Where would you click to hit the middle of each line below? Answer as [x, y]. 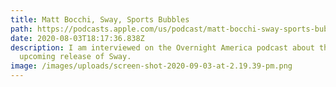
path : [21, 29]
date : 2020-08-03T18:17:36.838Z [77, 38]
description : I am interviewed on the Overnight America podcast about [162, 47]
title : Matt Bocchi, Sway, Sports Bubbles [100, 19]
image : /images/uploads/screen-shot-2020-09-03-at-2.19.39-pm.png [151, 66]
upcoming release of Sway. [75, 57]
